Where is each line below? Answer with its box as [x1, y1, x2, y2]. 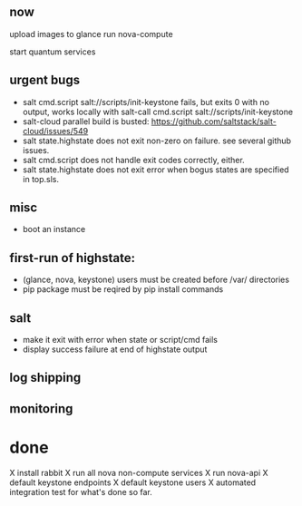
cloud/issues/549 [22, 125, 89, 136]
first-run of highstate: [9, 250, 136, 266]
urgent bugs [9, 73, 80, 88]
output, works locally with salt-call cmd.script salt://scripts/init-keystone [22, 106, 293, 117]
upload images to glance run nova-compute [9, 28, 174, 39]
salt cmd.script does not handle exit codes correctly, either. [22, 154, 245, 165]
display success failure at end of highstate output [22, 344, 208, 355]
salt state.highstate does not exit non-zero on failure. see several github [22, 135, 292, 146]
